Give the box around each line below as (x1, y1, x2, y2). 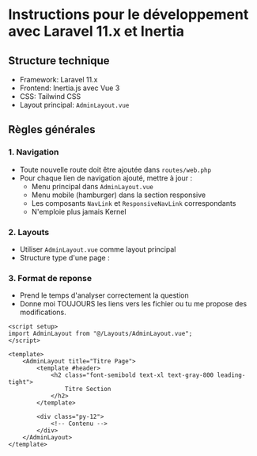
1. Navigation (8, 146, 59, 158)
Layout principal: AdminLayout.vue (19, 101, 130, 109)
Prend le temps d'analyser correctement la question (19, 291, 189, 300)
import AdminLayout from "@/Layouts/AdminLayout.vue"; (8, 330, 193, 338)
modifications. (19, 307, 67, 317)
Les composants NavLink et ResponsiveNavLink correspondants (31, 198, 236, 207)
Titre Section (64, 386, 111, 393)
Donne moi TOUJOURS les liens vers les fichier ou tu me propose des (19, 299, 248, 309)
